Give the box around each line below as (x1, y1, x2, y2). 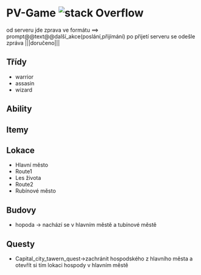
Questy (6, 238, 35, 249)
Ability (6, 104, 32, 114)
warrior (15, 73, 34, 80)
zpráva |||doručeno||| (6, 39, 60, 46)
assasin (15, 79, 35, 87)
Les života (15, 174, 41, 182)
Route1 (15, 168, 32, 175)
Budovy (6, 205, 37, 215)
